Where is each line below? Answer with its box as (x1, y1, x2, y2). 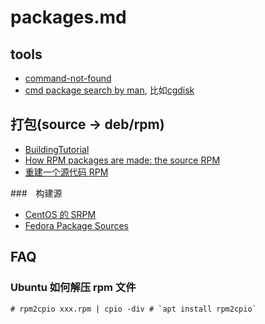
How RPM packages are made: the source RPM (24, 154, 221, 166)
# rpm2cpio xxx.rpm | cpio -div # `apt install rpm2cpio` (10, 304, 257, 314)
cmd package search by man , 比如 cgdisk (24, 84, 195, 96)
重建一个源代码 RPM (24, 166, 109, 178)
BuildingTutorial (24, 143, 90, 155)
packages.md (10, 6, 127, 29)
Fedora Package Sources (24, 219, 129, 231)
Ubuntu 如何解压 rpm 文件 (10, 281, 137, 295)
